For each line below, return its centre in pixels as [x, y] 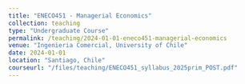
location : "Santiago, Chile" [57, 61]
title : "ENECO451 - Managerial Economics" [80, 16]
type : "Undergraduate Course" [59, 30]
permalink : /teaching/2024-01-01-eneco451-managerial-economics [118, 38]
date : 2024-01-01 [37, 53]
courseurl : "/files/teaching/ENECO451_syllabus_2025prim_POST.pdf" [123, 68]
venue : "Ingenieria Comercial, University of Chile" [98, 46]
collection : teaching [44, 23]
